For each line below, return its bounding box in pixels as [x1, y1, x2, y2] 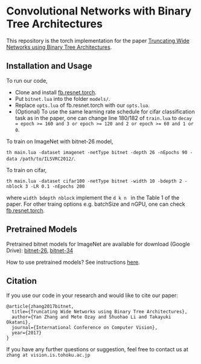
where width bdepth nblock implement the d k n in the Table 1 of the [6, 194, 180, 201]
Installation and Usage [6, 61, 92, 71]
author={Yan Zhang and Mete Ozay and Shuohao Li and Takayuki [11, 314, 171, 321]
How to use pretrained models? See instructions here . [6, 258, 140, 266]
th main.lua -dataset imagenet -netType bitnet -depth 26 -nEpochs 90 [6, 149, 188, 155]
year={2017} [11, 330, 42, 336]
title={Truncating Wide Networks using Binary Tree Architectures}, [11, 309, 188, 315]
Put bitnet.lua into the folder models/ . [14, 95, 110, 102]
